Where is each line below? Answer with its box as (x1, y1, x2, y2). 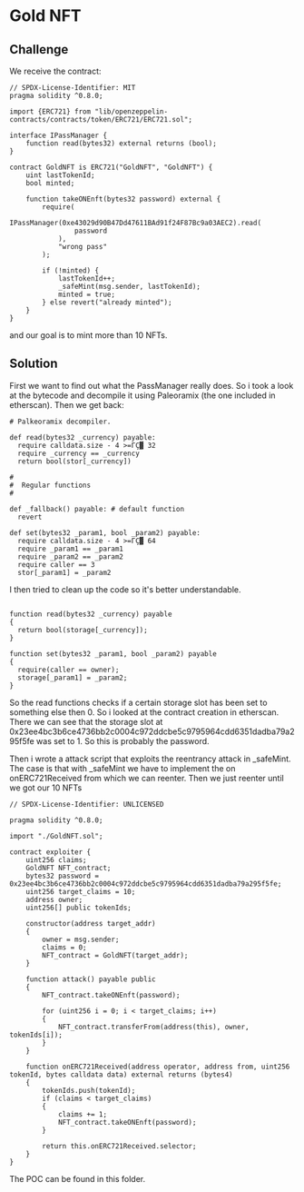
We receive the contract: (9, 65, 102, 76)
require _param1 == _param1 (17, 544, 124, 553)
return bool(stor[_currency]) (17, 456, 132, 466)
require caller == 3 (17, 560, 95, 569)
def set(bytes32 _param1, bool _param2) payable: (9, 528, 201, 537)
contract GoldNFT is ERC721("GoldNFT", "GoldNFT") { (9, 163, 213, 172)
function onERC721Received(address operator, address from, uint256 (25, 1062, 290, 1071)
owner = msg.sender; (42, 935, 120, 944)
